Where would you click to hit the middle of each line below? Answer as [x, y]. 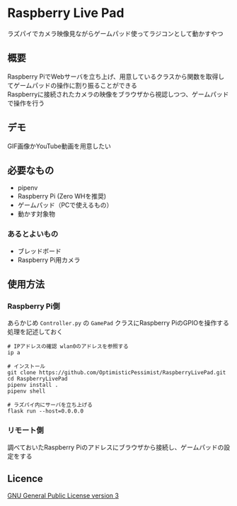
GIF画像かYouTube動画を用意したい [59, 146]
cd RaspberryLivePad [38, 379]
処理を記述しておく [35, 332]
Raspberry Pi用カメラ [49, 259]
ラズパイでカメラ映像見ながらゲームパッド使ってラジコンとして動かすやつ [115, 33]
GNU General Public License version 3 [63, 496]
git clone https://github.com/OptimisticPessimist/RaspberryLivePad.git [117, 373]
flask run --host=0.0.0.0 [45, 411]
